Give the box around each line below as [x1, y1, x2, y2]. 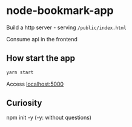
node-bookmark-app [6, 4, 114, 18]
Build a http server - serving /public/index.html [6, 24, 127, 31]
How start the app [6, 53, 76, 64]
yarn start [6, 69, 34, 75]
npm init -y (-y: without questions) [6, 114, 92, 122]
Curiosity [6, 98, 42, 108]
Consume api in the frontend [6, 35, 78, 43]
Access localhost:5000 [6, 80, 64, 88]
